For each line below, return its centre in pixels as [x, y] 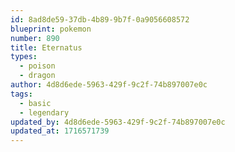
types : [24, 57]
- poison [37, 66]
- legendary [44, 112]
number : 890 [35, 38]
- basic [35, 103]
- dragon [37, 76]
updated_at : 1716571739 [60, 131]
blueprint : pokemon [51, 29]
